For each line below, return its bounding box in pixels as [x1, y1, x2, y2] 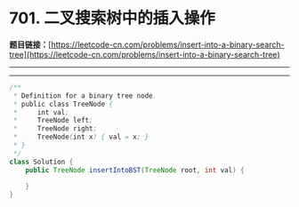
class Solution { [9, 157, 74, 166]
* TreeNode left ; [12, 116, 93, 125]
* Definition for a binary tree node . [12, 91, 158, 100]
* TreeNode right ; [12, 124, 98, 133]
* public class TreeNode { [12, 100, 114, 108]
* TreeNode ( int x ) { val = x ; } [12, 132, 149, 142]
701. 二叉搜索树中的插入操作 [9, 8, 215, 28]
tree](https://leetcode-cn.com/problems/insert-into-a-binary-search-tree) [9, 49, 280, 60]
